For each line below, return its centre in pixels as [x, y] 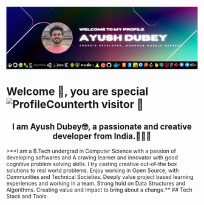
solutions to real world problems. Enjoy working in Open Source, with [93, 170]
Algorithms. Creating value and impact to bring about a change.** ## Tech [99, 190]
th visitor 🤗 [116, 105]
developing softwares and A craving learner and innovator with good [92, 157]
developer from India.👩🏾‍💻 [102, 137]
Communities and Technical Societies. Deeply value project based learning [100, 176]
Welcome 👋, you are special [77, 92]
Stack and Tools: [27, 196]
